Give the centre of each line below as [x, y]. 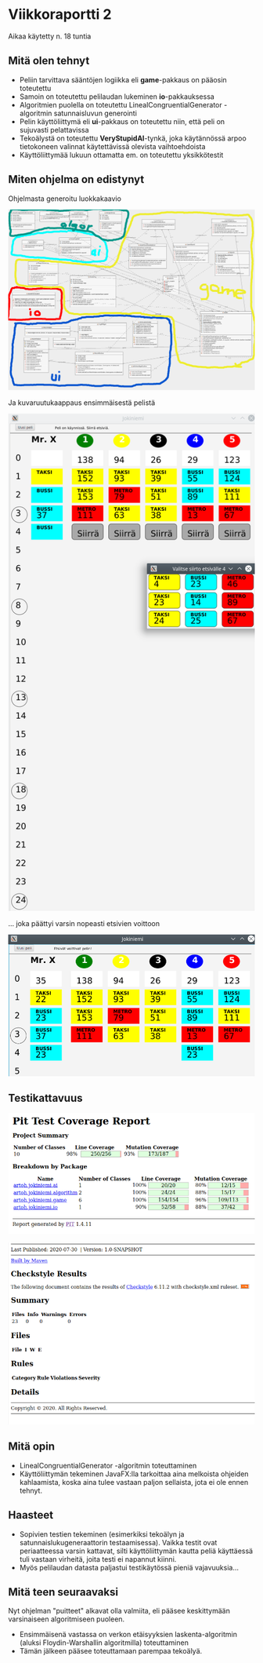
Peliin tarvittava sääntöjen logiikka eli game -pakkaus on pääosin [123, 79]
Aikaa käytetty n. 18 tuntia [50, 36]
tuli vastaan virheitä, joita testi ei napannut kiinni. [98, 1559]
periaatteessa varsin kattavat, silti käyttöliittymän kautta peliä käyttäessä [136, 1551]
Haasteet [31, 1515]
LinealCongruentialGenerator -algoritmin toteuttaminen [108, 1465]
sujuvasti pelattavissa [54, 129]
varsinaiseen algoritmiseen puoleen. [67, 1619]
